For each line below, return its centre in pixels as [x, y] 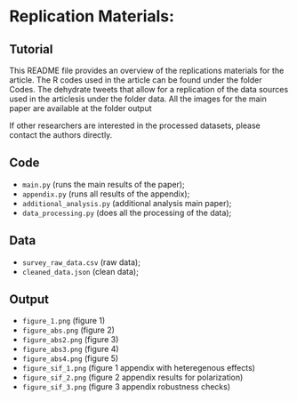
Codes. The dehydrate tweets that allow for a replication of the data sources [149, 89]
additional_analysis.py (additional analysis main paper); [127, 203]
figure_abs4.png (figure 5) [70, 358]
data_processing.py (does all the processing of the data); [127, 213]
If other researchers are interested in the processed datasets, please [135, 125]
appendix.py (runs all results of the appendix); [106, 194]
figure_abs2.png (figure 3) [70, 340]
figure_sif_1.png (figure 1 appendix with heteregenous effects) [139, 368]
